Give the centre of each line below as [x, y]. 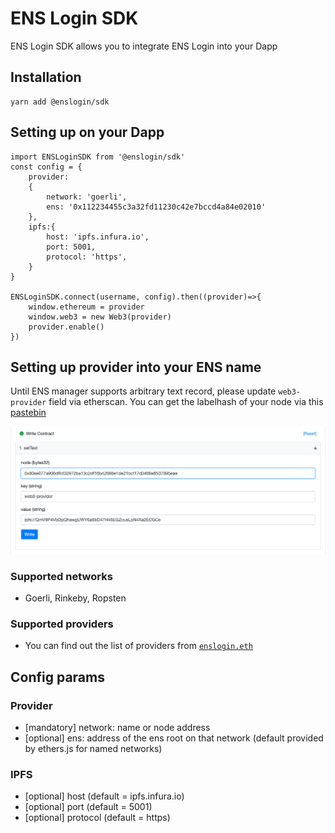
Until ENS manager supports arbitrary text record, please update [143, 391]
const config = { [46, 167]
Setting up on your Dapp [87, 132]
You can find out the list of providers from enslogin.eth [138, 646]
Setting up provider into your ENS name [136, 367]
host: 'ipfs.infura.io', [98, 237]
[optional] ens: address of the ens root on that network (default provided [174, 738]
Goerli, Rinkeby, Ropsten [75, 598]
